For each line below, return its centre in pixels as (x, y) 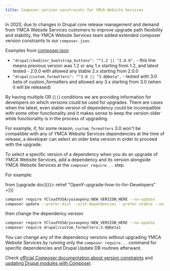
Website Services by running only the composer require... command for (81, 243)
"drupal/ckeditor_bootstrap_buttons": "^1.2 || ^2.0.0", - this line (84, 60)
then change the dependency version (44, 214)
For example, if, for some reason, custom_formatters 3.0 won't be (73, 128)
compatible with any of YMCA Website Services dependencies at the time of (85, 133)
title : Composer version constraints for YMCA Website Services (74, 10)
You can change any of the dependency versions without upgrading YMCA (83, 237)
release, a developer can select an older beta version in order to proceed (81, 139)
